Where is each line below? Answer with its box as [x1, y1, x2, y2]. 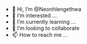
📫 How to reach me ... [11, 32, 68, 38]
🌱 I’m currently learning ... [11, 18, 76, 25]
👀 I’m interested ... [11, 12, 57, 19]
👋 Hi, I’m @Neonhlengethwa [11, 6, 82, 12]
